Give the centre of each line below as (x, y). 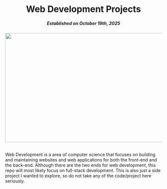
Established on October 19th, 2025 (83, 23)
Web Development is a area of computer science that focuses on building (80, 155)
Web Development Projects (83, 9)
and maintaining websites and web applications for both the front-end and (81, 160)
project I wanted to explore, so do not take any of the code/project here (78, 176)
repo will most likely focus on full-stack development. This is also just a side (83, 171)
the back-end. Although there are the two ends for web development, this (81, 165)
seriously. (15, 181)
